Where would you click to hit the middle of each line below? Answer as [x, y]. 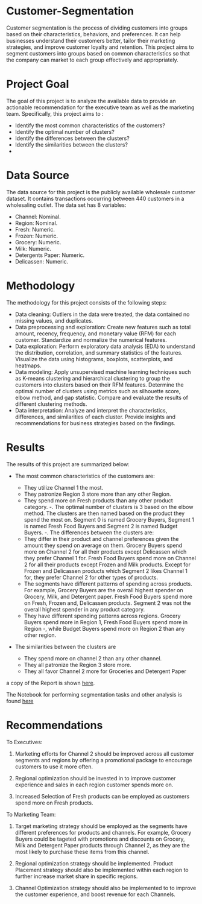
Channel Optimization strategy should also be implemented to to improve [106, 888]
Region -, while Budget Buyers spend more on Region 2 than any [104, 628]
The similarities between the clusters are [65, 646]
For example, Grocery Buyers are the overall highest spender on [104, 590]
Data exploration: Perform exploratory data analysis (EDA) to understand [105, 346]
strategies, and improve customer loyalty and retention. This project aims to [100, 47]
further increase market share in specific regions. [76, 876]
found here [20, 701]
